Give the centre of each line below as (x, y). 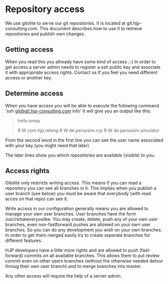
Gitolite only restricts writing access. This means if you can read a (73, 183)
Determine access (34, 94)
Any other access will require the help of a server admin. (64, 276)
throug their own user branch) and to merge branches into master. (73, 266)
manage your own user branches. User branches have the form (71, 214)
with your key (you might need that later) (47, 145)
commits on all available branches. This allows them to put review (92, 256)
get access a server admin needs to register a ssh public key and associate (83, 67)
